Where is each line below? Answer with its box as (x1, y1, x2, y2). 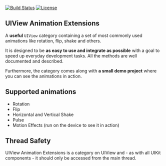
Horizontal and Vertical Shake (12, 111, 74, 117)
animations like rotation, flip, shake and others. (5, 37, 101, 43)
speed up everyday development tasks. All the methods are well (5, 52, 137, 58)
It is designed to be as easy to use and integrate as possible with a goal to (5, 47, 160, 53)
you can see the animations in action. (5, 73, 82, 79)
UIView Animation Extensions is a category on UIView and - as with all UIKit (5, 150, 161, 156)
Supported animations (5, 87, 76, 96)
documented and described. (5, 58, 63, 64)
